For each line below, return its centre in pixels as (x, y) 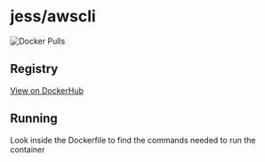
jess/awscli (53, 16)
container (28, 150)
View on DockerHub (47, 90)
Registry (34, 69)
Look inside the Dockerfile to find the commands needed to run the (133, 140)
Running (34, 119)
